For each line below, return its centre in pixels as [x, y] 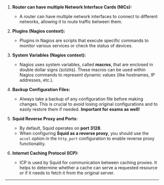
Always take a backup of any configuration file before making [81, 99]
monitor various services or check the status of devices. [76, 46]
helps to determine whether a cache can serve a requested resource [88, 168]
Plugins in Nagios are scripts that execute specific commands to [84, 40]
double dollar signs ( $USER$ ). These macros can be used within [82, 70]
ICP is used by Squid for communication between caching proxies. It [88, 162]
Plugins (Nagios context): [39, 31]
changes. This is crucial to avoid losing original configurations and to [88, 104]
